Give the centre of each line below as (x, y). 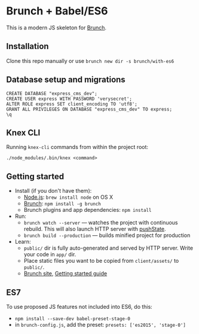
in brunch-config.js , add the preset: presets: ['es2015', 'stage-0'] (100, 325)
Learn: (23, 242)
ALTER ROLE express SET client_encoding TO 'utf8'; (72, 104)
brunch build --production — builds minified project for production (107, 235)
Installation (27, 46)
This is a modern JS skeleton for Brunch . (56, 28)
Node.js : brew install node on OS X (68, 197)
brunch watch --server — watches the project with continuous (101, 223)
